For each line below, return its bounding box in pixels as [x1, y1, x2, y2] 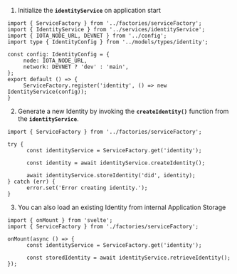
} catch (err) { [7, 178, 56, 185]
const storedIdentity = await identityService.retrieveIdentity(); [26, 254, 231, 261]
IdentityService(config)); [7, 88, 88, 95]
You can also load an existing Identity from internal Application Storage [17, 203, 226, 211]
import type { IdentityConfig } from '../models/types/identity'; [7, 38, 209, 46]
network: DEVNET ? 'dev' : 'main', [23, 63, 130, 70]
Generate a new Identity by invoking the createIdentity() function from [17, 107, 229, 115]
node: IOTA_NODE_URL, [23, 57, 88, 64]
